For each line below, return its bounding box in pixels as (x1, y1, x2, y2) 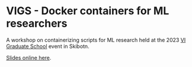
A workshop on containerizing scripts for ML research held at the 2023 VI (6, 36, 186, 43)
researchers (6, 17, 68, 30)
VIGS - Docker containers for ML (6, 4, 169, 18)
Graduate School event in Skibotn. (6, 43, 90, 50)
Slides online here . (6, 54, 52, 61)
